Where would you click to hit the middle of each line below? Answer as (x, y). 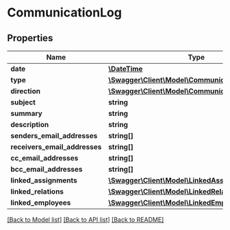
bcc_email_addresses (47, 169)
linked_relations (37, 192)
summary (26, 113)
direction (26, 91)
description (30, 125)
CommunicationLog (64, 13)
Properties (30, 38)
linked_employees (41, 203)
